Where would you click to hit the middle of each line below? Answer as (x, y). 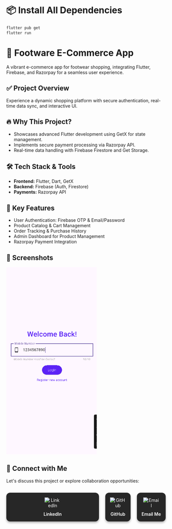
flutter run (19, 33)
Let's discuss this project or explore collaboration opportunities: (73, 481)
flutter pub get (23, 28)
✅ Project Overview (38, 88)
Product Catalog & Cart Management (52, 226)
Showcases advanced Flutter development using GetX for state (79, 134)
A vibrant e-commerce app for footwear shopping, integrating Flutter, (79, 67)
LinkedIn (53, 514)
